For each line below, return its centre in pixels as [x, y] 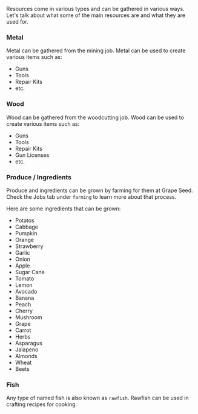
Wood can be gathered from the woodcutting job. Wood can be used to [95, 117]
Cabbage [26, 227]
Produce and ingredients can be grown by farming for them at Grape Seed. [100, 190]
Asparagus [28, 343]
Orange [25, 240]
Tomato [25, 278]
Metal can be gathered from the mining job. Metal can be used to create [96, 50]
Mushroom [28, 317]
